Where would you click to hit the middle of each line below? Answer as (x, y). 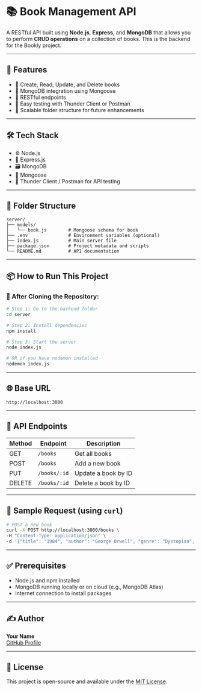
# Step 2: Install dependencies (47, 325)
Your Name (20, 636)
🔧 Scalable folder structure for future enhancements (79, 110)
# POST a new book (29, 525)
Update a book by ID (104, 473)
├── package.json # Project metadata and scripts (78, 246)
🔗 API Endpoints (37, 427)
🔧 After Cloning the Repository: (53, 296)
